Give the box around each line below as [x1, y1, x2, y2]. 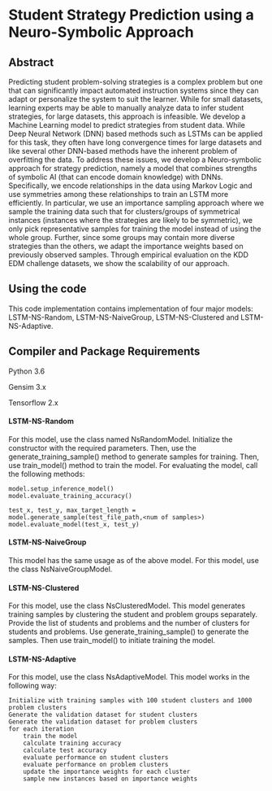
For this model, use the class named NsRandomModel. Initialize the [8, 434, 233, 444]
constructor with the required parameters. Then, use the [8, 443, 196, 452]
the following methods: [8, 469, 85, 479]
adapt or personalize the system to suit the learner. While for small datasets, [8, 94, 263, 103]
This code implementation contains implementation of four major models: [8, 304, 253, 313]
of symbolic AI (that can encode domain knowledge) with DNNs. [8, 173, 223, 181]
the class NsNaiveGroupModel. [8, 564, 113, 575]
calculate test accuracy [23, 746, 107, 754]
